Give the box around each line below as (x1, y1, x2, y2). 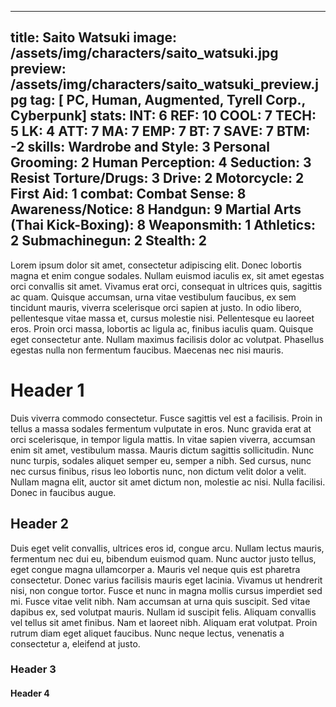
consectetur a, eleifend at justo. (10, 637, 141, 650)
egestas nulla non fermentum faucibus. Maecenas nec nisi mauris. (10, 344, 284, 356)
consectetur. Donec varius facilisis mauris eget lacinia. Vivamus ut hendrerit (10, 574, 323, 586)
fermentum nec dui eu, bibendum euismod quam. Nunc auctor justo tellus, (10, 552, 317, 565)
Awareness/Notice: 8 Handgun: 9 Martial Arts (10, 201, 302, 218)
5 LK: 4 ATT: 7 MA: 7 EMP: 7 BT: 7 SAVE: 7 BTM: (10, 123, 311, 140)
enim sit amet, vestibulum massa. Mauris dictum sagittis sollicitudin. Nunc (10, 444, 315, 456)
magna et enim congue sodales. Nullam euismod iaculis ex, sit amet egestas (10, 269, 325, 281)
